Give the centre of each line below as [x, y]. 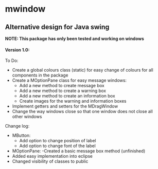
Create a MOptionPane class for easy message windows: [69, 80]
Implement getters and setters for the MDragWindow [65, 106]
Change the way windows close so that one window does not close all [82, 112]
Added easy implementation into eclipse [52, 156]
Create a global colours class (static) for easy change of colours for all [83, 70]
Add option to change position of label [58, 141]
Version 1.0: [18, 50]
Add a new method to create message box [62, 86]
